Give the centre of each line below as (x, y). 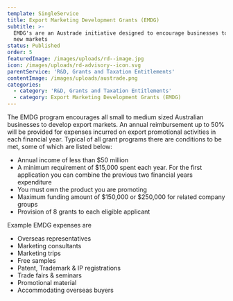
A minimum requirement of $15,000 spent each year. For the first (110, 167)
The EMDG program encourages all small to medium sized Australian (105, 117)
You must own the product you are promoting (82, 189)
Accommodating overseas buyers (66, 290)
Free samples (36, 260)
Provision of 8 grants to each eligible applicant (84, 212)
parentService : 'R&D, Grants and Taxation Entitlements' (91, 71)
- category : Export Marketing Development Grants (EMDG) (97, 98)
